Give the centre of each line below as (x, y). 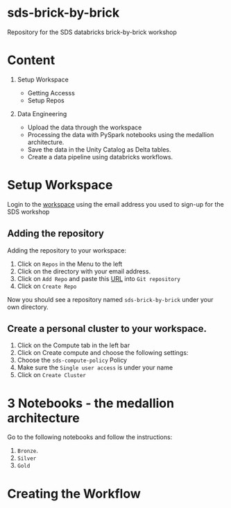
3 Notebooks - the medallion (91, 403)
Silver (27, 459)
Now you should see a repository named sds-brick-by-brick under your (110, 299)
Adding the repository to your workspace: (67, 250)
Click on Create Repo (47, 286)
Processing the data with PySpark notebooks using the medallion (121, 134)
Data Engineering (42, 113)
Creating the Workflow (74, 494)
